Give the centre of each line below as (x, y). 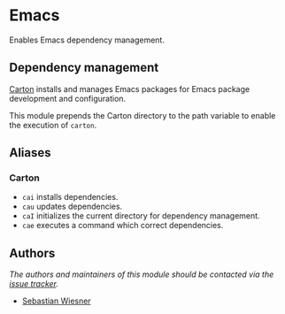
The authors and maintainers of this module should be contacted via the (142, 274)
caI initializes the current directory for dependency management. (141, 216)
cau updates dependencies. (72, 207)
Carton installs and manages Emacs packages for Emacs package (130, 88)
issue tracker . (34, 284)
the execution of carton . (53, 125)
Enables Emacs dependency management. (87, 40)
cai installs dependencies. (70, 197)
